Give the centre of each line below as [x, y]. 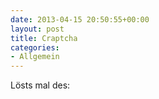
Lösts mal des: [40, 85]
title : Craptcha [44, 38]
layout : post [37, 29]
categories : [35, 47]
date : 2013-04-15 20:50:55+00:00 [80, 19]
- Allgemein [35, 57]
